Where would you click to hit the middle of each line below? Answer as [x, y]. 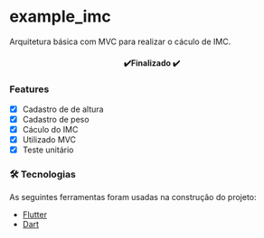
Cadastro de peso [56, 119]
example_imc [60, 17]
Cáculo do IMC [50, 129]
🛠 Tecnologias [43, 175]
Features [29, 89]
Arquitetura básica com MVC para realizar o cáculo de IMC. [120, 41]
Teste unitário [48, 150]
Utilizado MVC [49, 140]
